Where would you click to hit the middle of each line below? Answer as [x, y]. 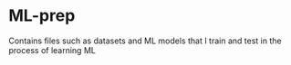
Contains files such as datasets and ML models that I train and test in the [145, 41]
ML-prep [42, 16]
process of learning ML [52, 50]
